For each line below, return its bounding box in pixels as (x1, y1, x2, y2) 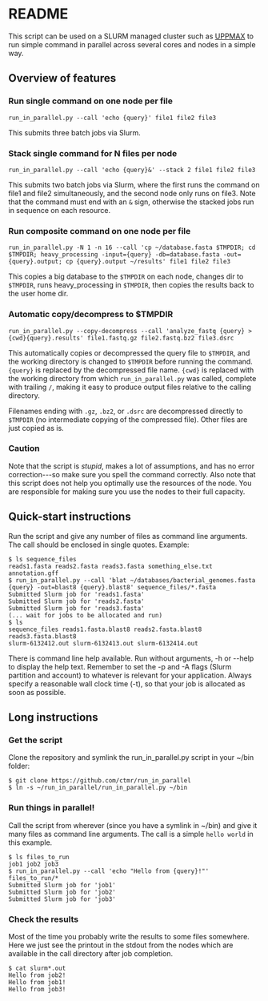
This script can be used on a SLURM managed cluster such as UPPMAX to (8, 31, 254, 41)
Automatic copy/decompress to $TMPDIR (8, 309, 174, 320)
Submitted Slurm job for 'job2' (8, 888, 116, 896)
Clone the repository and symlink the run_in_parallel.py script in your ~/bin (8, 753, 254, 762)
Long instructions (8, 710, 98, 725)
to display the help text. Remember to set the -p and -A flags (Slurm (8, 661, 232, 671)
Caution (8, 443, 40, 454)
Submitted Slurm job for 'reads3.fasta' (8, 604, 146, 613)
